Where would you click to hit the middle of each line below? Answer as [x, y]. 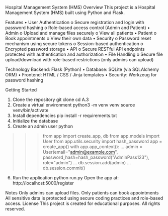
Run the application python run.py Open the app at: [66, 178]
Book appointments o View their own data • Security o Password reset [78, 38]
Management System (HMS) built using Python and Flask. [65, 13]
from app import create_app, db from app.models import [101, 136]
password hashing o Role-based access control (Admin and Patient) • [77, 28]
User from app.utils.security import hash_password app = [102, 141]
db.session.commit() [64, 168]
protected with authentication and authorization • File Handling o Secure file [84, 54]
